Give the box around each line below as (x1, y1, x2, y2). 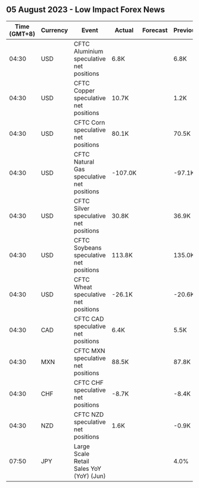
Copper (73, 86, 95, 94)
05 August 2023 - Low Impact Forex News (6, 5, 165, 15)
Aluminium (73, 47, 104, 55)
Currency (40, 26, 68, 34)
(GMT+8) (9, 30, 36, 38)
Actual (114, 26, 134, 34)
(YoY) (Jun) (73, 471, 106, 480)
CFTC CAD (73, 314, 104, 323)
